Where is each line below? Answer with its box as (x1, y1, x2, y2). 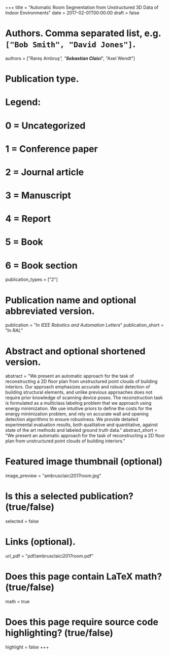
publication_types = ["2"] (5, 276, 58, 282)
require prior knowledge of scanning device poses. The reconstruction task (5, 395, 163, 401)
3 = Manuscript (5, 190, 71, 201)
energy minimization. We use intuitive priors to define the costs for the (5, 405, 152, 412)
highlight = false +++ (5, 644, 49, 650)
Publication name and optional (5, 294, 137, 306)
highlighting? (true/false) (5, 627, 113, 639)
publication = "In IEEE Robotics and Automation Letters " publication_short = (5, 322, 164, 328)
